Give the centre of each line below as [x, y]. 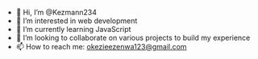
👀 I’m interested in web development [77, 21]
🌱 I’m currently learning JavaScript [73, 29]
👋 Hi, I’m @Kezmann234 [56, 12]
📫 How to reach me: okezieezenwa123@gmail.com [101, 47]
